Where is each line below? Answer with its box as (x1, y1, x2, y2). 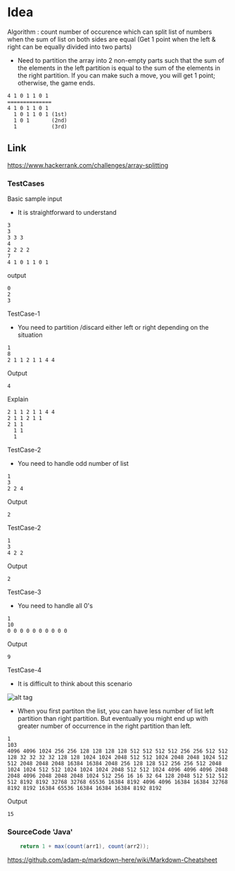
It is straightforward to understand (17, 209, 118, 217)
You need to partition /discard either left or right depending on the (17, 323, 209, 332)
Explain (7, 395, 29, 404)
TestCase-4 (7, 666, 42, 674)
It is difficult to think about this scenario (17, 679, 132, 688)
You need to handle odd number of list (17, 459, 129, 468)
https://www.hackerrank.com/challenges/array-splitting (7, 161, 169, 169)
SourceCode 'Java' (7, 827, 73, 836)
